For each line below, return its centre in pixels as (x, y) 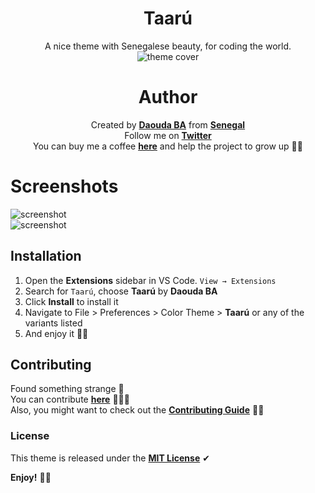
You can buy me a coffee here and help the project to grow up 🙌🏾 (168, 146)
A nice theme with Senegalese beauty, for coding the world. (168, 46)
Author (168, 97)
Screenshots (64, 186)
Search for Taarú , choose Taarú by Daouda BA (121, 291)
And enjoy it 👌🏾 (56, 333)
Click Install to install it (71, 301)
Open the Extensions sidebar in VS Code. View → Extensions (150, 280)
